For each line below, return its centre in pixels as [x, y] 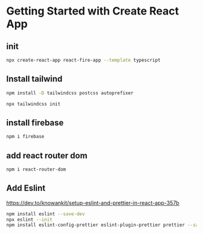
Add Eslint [26, 188]
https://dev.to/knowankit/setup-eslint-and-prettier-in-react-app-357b [93, 203]
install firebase [35, 122]
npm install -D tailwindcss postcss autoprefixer [70, 93]
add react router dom [47, 155]
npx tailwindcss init [34, 104]
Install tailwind [34, 79]
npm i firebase [25, 137]
